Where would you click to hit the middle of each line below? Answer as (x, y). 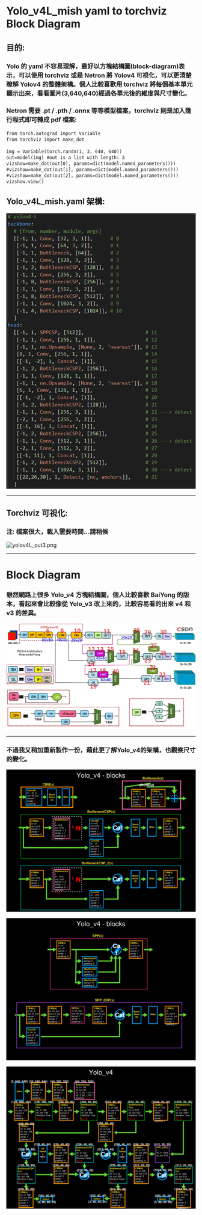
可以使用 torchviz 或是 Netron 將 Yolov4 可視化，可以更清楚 (105, 75)
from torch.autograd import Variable (54, 134)
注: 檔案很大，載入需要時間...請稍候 (57, 532)
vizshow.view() (25, 182)
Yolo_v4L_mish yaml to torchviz (87, 11)
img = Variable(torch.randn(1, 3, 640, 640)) (64, 152)
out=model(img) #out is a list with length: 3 (66, 158)
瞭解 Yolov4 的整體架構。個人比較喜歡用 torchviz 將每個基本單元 (99, 84)
